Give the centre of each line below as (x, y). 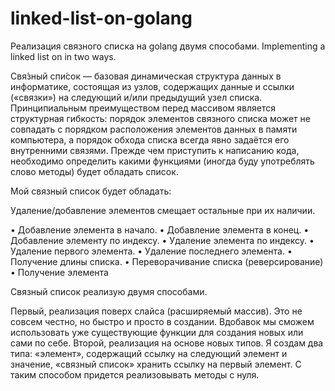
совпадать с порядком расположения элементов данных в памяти (154, 129)
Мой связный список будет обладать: (91, 191)
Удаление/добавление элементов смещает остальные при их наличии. (163, 210)
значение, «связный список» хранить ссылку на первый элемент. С (156, 364)
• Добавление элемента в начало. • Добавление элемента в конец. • (160, 229)
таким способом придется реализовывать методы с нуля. (135, 374)
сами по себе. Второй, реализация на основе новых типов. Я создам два (167, 343)
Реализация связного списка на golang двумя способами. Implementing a (168, 46)
